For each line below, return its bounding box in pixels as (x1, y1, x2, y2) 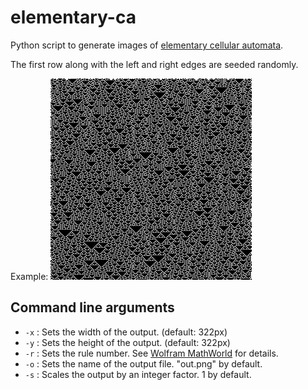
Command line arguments (10, 299, 175, 316)
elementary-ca (10, 6, 137, 29)
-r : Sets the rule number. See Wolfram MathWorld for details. (24, 347, 279, 359)
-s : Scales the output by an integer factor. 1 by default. (24, 368, 252, 380)
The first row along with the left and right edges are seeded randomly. (10, 58, 299, 70)
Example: (10, 270, 49, 282)
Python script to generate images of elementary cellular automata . (10, 39, 284, 51)
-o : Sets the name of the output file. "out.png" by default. (24, 357, 263, 370)
